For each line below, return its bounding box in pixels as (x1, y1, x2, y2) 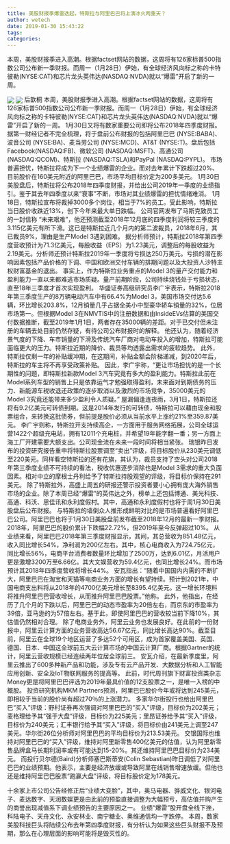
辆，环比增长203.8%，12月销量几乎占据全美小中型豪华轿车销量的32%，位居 (7, 301, 222, 309)
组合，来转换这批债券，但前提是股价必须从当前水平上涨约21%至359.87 (12, 412, 213, 421)
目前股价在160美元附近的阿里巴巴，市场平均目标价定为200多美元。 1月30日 (7, 173, 220, 181)
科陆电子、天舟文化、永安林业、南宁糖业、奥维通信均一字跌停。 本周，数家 (7, 812, 219, 821)
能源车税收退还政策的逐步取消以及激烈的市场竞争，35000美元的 (25, 386, 206, 395)
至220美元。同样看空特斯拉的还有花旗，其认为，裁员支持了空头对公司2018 (7, 455, 218, 463)
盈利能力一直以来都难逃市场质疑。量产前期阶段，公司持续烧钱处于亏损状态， (7, 275, 223, 284)
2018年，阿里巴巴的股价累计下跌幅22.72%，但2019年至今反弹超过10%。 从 (7, 523, 220, 532)
